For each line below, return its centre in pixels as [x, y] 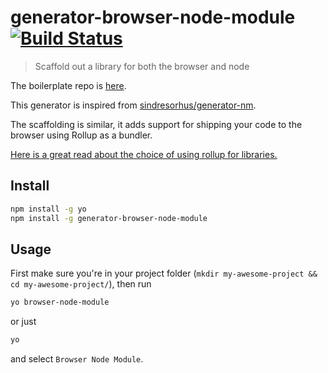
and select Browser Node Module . [77, 359]
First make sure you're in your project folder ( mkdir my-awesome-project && [164, 273]
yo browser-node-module [60, 302]
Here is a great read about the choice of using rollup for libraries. [144, 154]
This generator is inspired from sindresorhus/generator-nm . [133, 105]
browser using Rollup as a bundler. [81, 135]
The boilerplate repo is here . [68, 85]
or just [23, 322]
